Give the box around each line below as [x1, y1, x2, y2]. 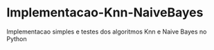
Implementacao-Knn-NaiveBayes [6, 5, 204, 21]
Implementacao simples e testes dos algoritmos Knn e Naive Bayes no [6, 27, 207, 36]
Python [6, 34, 27, 42]
